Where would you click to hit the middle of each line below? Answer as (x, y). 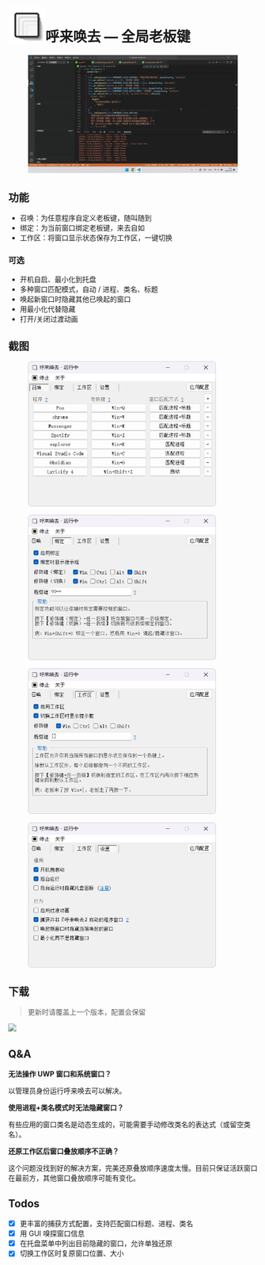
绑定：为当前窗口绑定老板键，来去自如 (82, 228)
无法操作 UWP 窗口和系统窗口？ (60, 1074)
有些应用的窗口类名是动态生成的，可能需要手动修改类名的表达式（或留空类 (129, 1125)
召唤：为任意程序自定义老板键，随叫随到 (85, 218)
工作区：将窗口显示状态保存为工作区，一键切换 (96, 238)
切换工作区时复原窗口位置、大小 (72, 1253)
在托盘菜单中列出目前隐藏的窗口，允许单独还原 (96, 1244)
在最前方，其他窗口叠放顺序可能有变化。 (74, 1178)
